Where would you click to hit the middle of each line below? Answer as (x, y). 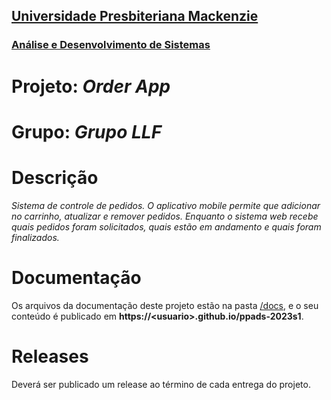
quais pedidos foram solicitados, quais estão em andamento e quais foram (166, 226)
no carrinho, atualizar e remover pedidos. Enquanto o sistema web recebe (165, 216)
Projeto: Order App (91, 86)
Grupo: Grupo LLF (87, 131)
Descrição (55, 177)
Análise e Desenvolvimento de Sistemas (111, 45)
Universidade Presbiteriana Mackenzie (135, 16)
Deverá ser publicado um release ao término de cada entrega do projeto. (161, 384)
